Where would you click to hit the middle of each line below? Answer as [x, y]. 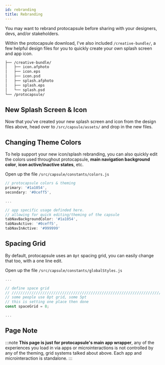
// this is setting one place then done [47, 302]
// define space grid [27, 288]
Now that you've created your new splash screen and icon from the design [81, 122]
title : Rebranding [24, 14]
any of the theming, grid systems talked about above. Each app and [73, 353]
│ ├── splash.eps [25, 85]
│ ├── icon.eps [23, 72]
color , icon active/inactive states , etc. [44, 165]
